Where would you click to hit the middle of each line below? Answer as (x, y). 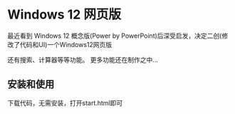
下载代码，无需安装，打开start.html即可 (65, 103)
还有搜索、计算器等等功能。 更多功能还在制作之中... (83, 59)
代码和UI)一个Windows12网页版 (66, 44)
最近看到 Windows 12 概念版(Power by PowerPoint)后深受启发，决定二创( (115, 36)
